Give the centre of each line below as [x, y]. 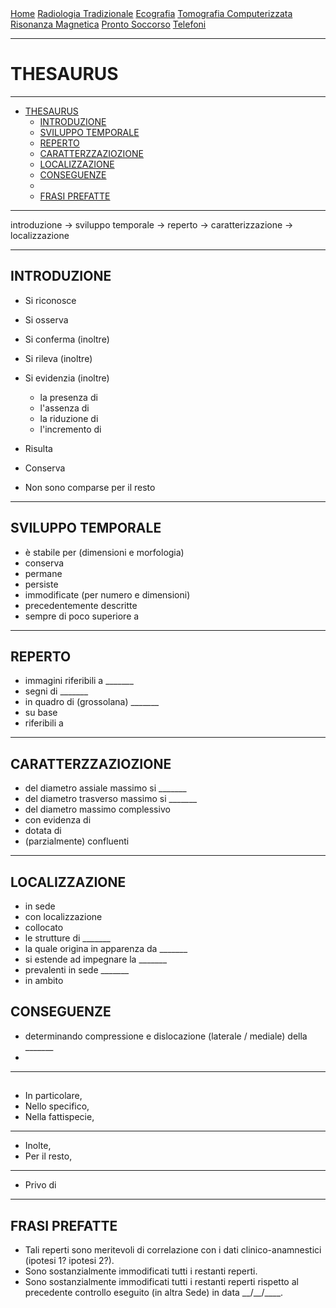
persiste [41, 584]
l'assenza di [64, 408]
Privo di [40, 1185]
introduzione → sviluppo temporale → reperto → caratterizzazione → [152, 224]
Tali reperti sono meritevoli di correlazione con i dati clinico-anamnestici [173, 1250]
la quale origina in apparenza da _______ [106, 948]
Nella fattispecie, [59, 1117]
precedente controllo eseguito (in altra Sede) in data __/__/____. [154, 1293]
